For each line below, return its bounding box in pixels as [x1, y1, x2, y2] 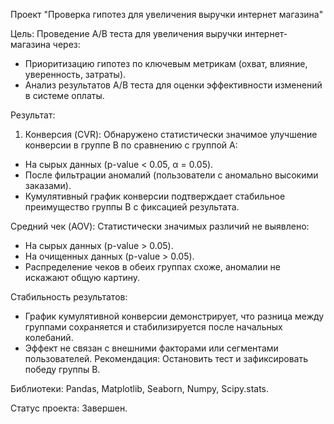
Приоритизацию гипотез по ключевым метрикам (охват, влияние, [24, 58, 308, 69]
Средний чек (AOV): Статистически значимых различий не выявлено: [10, 220, 310, 232]
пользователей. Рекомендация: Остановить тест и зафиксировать [24, 353, 309, 364]
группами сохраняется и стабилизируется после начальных [24, 321, 283, 333]
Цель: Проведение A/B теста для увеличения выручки [10, 28, 243, 39]
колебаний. [24, 332, 74, 343]
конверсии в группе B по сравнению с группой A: [24, 139, 238, 151]
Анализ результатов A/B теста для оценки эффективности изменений [24, 79, 323, 91]
